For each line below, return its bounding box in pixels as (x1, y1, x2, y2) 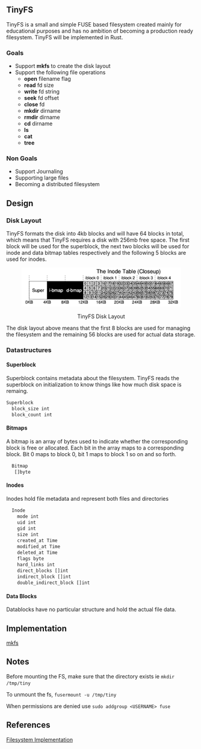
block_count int (11, 412, 52, 418)
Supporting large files (14, 174, 69, 181)
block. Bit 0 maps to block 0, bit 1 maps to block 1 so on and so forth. (6, 450, 176, 457)
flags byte (17, 556, 45, 562)
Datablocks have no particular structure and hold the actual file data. (6, 606, 176, 613)
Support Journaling (14, 168, 63, 175)
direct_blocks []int (17, 568, 69, 574)
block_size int (11, 406, 50, 412)
